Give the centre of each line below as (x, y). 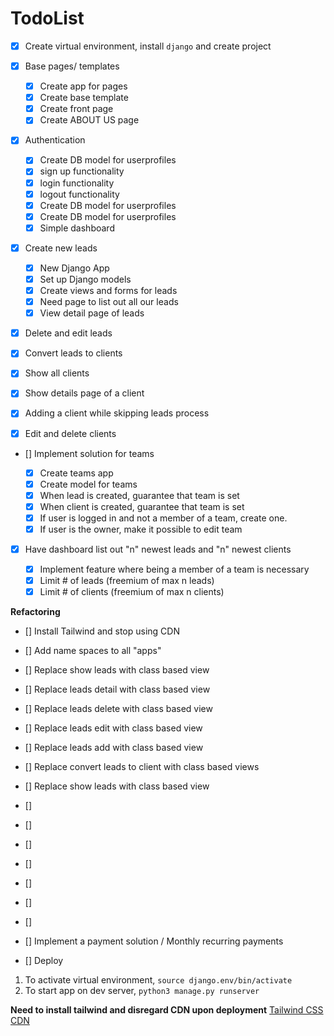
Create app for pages (83, 86)
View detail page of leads (92, 313)
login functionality (77, 183)
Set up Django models (85, 279)
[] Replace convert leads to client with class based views (142, 767)
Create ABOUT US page (89, 120)
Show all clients (57, 373)
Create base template (84, 98)
